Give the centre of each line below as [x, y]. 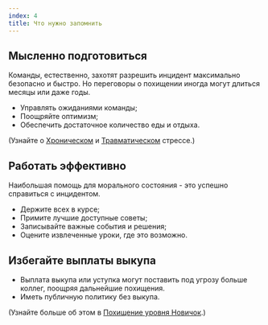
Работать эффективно [67, 166]
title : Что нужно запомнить [56, 23]
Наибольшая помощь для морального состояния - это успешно [118, 185]
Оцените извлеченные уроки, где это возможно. [103, 235]
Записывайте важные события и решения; [93, 227]
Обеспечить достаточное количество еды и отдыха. [110, 125]
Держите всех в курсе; [60, 209]
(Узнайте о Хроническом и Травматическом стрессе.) [102, 141]
